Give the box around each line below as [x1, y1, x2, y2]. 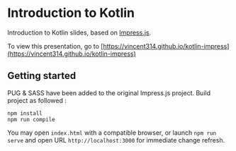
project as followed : [7, 96, 67, 104]
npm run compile [7, 116, 55, 123]
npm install [7, 109, 43, 117]
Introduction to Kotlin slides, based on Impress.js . [7, 28, 151, 37]
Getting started [7, 70, 77, 82]
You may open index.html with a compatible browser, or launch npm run [7, 128, 217, 137]
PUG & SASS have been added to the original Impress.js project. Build [7, 88, 211, 97]
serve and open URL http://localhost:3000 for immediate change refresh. [7, 135, 225, 144]
